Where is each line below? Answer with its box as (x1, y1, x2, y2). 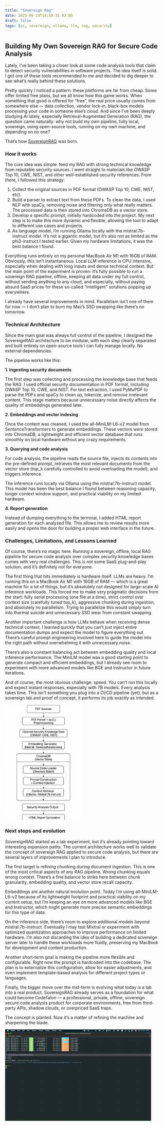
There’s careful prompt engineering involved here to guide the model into (5, 634, 152, 641)
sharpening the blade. (5, 1019, 49, 1026)
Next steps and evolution (5, 828, 66, 835)
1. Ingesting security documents (5, 367, 72, 372)
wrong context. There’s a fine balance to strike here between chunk (5, 874, 141, 880)
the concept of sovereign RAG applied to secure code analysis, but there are (5, 849, 158, 855)
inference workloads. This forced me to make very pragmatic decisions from (5, 589, 159, 595)
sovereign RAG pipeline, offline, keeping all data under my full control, (5, 273, 145, 280)
